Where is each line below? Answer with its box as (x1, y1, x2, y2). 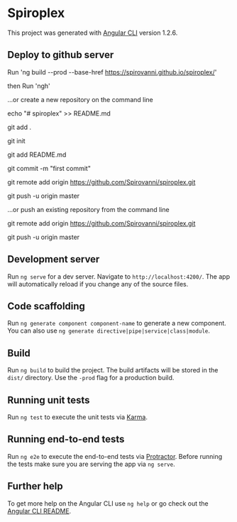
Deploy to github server (7, 49, 114, 61)
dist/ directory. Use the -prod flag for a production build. (7, 374, 175, 382)
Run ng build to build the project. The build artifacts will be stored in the (7, 366, 219, 374)
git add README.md (7, 150, 67, 159)
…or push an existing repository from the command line (7, 205, 170, 213)
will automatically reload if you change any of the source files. (7, 279, 189, 288)
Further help (7, 480, 64, 492)
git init (7, 136, 26, 145)
